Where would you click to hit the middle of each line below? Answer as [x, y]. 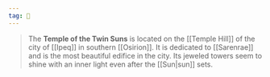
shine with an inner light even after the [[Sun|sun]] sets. [120, 64]
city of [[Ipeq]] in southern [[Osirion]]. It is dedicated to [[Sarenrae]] [141, 47]
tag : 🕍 [19, 16]
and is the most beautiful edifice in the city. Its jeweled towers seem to [145, 55]
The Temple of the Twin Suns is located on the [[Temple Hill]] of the [141, 38]
